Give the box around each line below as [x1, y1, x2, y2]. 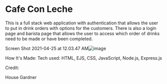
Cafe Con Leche [5, 3, 73, 15]
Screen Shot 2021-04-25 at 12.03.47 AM [5, 45, 89, 51]
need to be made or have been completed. [5, 36, 93, 42]
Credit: [5, 65, 19, 71]
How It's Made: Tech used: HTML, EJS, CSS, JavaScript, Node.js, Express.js [5, 55, 162, 61]
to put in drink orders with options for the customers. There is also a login [5, 25, 156, 31]
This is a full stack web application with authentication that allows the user [5, 20, 158, 26]
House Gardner [5, 74, 37, 80]
